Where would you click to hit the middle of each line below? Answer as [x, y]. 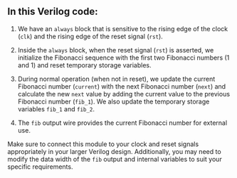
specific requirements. [40, 167]
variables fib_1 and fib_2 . [56, 109]
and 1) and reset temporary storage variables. [84, 65]
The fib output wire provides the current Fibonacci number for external [122, 123]
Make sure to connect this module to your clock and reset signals [103, 144]
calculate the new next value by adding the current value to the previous [123, 94]
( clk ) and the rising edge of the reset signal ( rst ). [90, 36]
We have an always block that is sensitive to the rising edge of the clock [123, 28]
